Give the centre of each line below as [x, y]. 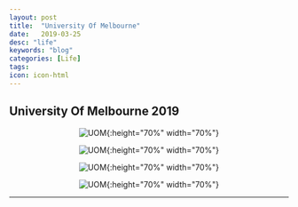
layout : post [33, 17]
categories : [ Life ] [45, 59]
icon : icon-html [39, 76]
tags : [19, 68]
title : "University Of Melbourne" [75, 26]
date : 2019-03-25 [45, 34]
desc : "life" [33, 42]
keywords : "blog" [41, 51]
